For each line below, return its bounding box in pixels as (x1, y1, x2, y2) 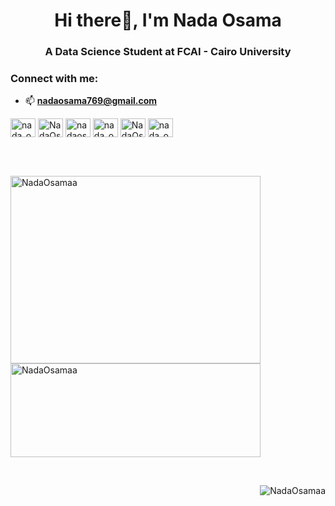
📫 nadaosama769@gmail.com (24, 95, 158, 107)
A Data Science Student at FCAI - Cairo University (44, 45, 292, 59)
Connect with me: (10, 72, 99, 86)
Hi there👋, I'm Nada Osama (54, 9, 282, 32)
